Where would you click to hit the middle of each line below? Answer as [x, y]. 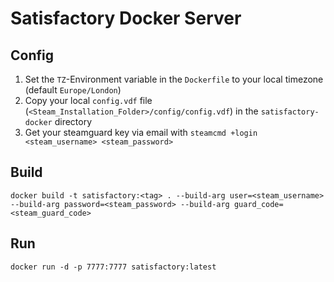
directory [73, 121]
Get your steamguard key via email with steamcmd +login [141, 132]
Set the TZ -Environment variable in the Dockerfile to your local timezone [174, 79]
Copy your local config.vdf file [88, 100]
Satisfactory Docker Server [126, 18]
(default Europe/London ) [73, 90]
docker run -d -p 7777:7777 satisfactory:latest [113, 267]
